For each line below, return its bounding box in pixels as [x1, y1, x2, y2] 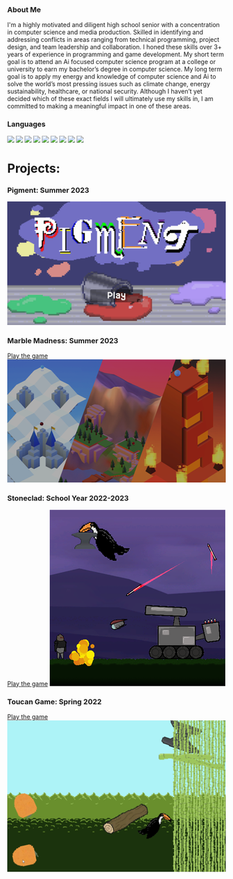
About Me [7, 5, 42, 15]
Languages [7, 120, 46, 129]
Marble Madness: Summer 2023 [7, 335, 119, 345]
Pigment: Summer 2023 [7, 185, 89, 195]
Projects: [7, 160, 60, 176]
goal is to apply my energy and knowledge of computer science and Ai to [7, 72, 216, 81]
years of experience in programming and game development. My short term [7, 50, 224, 58]
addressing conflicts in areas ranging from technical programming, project [7, 35, 220, 44]
